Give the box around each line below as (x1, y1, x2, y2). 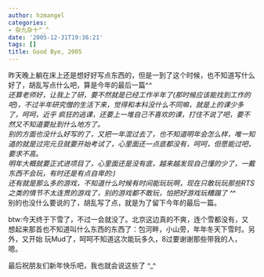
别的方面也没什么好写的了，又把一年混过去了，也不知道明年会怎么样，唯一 (8, 129, 248, 138)
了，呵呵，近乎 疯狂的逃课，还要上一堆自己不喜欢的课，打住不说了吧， (8, 110, 237, 118)
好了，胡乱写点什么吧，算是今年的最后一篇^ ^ (8, 80, 153, 89)
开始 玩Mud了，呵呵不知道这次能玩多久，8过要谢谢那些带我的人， (28, 235, 242, 243)
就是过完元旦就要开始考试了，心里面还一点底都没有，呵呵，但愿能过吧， (21, 139, 255, 148)
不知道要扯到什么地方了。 (21, 119, 104, 129)
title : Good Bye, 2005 (8, 48, 82, 56)
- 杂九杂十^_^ (8, 26, 49, 34)
